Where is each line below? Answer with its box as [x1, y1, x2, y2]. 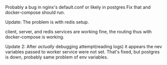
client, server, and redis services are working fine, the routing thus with [5, 29, 152, 34]
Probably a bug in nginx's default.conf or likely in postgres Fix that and [5, 4, 151, 10]
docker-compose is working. [5, 34, 64, 40]
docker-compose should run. [5, 9, 65, 15]
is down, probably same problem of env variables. [5, 54, 108, 60]
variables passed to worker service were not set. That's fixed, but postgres [5, 49, 160, 55]
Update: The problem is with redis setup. [5, 19, 89, 25]
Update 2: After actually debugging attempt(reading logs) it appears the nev [5, 44, 162, 49]
